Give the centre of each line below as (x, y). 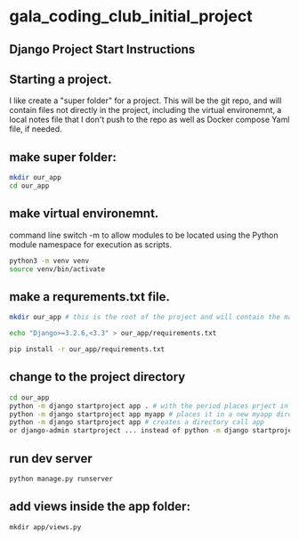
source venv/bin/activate (57, 269)
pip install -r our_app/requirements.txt (87, 350)
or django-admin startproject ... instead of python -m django (129, 431)
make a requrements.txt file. (90, 297)
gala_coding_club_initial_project (131, 16)
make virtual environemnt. (84, 214)
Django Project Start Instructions (102, 49)
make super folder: (63, 157)
